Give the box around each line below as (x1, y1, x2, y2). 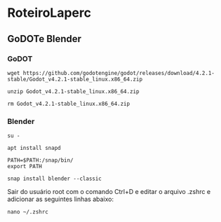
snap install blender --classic (7, 175, 102, 183)
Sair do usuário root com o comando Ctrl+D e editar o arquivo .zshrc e (7, 188, 211, 196)
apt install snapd (7, 145, 61, 152)
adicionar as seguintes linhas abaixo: (7, 195, 114, 204)
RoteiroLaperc (7, 5, 91, 21)
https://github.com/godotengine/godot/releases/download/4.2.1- (22, 69, 215, 76)
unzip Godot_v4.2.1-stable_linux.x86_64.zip (7, 88, 140, 95)
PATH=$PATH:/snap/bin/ (7, 157, 74, 164)
